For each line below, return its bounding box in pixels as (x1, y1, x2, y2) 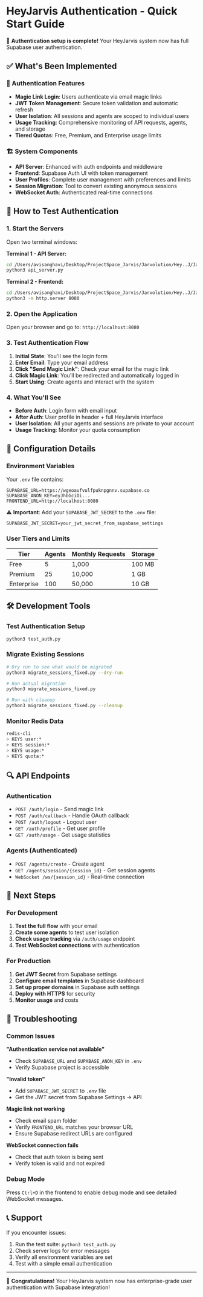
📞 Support (6, 1213, 43, 1223)
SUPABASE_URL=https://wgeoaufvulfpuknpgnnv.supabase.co (6, 487, 150, 494)
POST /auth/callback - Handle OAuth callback (14, 812, 129, 819)
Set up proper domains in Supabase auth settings (14, 983, 140, 990)
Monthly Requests (71, 549, 126, 558)
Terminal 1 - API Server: (6, 250, 67, 257)
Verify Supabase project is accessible (14, 1063, 109, 1071)
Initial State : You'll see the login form (14, 352, 108, 359)
